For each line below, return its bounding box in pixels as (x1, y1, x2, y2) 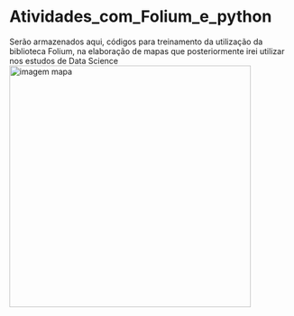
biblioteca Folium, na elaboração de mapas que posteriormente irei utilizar (9, 45, 285, 56)
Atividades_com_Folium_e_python (9, 6, 272, 27)
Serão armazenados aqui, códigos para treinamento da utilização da (9, 36, 263, 47)
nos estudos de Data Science (9, 55, 119, 66)
